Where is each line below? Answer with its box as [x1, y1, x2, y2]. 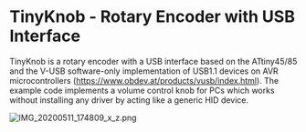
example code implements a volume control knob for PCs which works [9, 85, 276, 96]
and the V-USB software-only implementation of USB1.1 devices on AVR [9, 66, 279, 76]
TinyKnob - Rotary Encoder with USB [9, 6, 295, 27]
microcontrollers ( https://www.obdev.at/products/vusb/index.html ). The [9, 75, 280, 86]
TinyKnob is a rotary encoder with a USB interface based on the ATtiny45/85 [9, 56, 298, 66]
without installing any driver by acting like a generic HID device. [9, 94, 249, 106]
